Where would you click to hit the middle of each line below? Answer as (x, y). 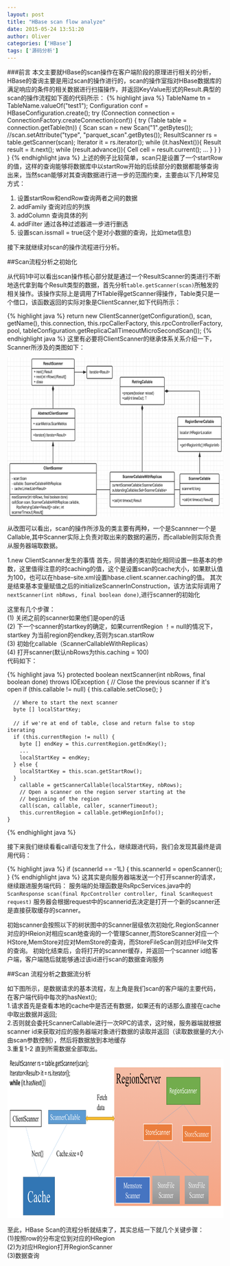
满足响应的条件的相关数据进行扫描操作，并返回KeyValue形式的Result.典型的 (114, 89)
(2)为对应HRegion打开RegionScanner (60, 1247)
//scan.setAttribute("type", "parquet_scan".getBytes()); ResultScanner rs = (112, 135)
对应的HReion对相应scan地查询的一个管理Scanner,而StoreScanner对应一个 (113, 933)
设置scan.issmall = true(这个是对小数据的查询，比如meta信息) (104, 233)
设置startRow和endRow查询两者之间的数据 (77, 198)
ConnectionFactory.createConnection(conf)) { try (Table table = (97, 120)
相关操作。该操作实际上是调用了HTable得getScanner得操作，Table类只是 (111, 293)
